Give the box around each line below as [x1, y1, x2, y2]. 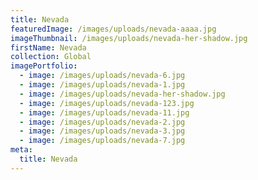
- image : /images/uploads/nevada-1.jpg [19, 80, 186, 90]
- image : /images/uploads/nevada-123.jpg [19, 98, 195, 108]
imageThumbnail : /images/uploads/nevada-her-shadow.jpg [10, 33, 248, 43]
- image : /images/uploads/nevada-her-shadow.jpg [19, 89, 226, 99]
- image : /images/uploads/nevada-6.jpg [19, 71, 186, 81]
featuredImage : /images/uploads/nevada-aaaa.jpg [10, 24, 217, 34]
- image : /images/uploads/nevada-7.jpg [19, 136, 186, 146]
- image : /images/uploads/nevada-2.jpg [19, 117, 186, 127]
